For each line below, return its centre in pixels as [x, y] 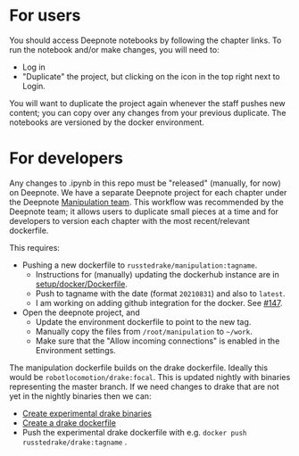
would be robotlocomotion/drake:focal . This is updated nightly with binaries [150, 377]
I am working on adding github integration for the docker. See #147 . [159, 303]
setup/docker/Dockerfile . [81, 284]
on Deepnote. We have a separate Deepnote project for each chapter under [148, 192]
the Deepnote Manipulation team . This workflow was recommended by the [146, 202]
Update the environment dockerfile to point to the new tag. [143, 321]
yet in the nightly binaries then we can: [80, 396]
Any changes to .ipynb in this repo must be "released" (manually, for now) [145, 183]
